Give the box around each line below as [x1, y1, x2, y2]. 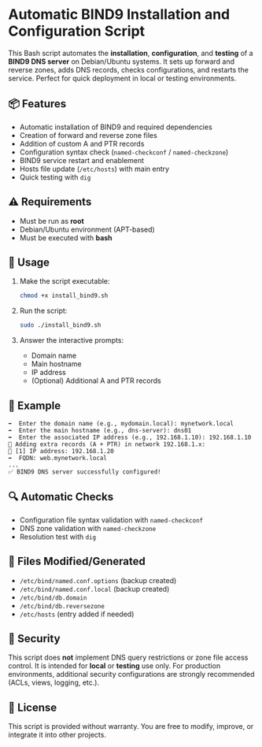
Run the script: [19, 306, 68, 316]
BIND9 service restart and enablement [19, 155, 144, 165]
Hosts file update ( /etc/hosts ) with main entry [19, 164, 170, 173]
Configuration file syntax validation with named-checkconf [19, 515, 203, 525]
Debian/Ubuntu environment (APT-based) [19, 225, 155, 234]
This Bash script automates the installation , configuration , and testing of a [8, 48, 253, 58]
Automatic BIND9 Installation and [8, 6, 231, 24]
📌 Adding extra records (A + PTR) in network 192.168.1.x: [8, 440, 206, 448]
